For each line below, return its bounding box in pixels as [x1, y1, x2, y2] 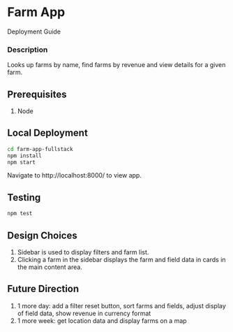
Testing [7, 192, 41, 203]
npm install [7, 152, 42, 159]
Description [7, 45, 48, 55]
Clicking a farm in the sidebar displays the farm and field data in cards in [17, 255, 226, 264]
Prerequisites [7, 88, 67, 100]
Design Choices [7, 229, 78, 241]
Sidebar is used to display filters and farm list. [17, 247, 149, 256]
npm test [7, 210, 33, 217]
